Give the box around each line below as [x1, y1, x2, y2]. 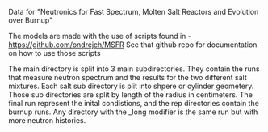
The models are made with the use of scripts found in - [8, 32, 191, 40]
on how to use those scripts [8, 49, 101, 57]
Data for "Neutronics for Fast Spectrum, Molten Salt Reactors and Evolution [8, 7, 259, 16]
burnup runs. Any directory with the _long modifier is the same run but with [8, 107, 258, 117]
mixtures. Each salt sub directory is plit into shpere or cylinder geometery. [8, 81, 254, 91]
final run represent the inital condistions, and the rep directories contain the [8, 99, 260, 108]
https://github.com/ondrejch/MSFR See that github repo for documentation [8, 40, 258, 49]
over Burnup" [8, 15, 53, 25]
